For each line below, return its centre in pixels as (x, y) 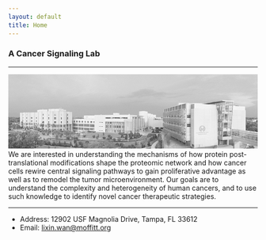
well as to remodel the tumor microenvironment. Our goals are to (114, 180)
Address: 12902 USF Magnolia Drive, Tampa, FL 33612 (108, 219)
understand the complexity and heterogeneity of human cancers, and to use (133, 188)
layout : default (35, 17)
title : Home (28, 25)
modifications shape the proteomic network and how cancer (148, 163)
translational (28, 163)
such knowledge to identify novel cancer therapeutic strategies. (112, 196)
